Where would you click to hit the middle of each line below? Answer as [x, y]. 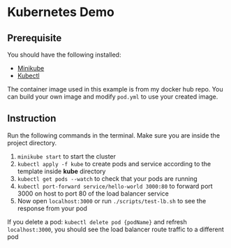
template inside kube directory [61, 171]
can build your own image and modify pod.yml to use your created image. [113, 96]
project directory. [32, 143]
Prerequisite [35, 38]
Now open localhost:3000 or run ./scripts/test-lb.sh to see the [112, 200]
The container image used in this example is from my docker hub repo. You [115, 89]
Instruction [32, 118]
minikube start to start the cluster [67, 156]
